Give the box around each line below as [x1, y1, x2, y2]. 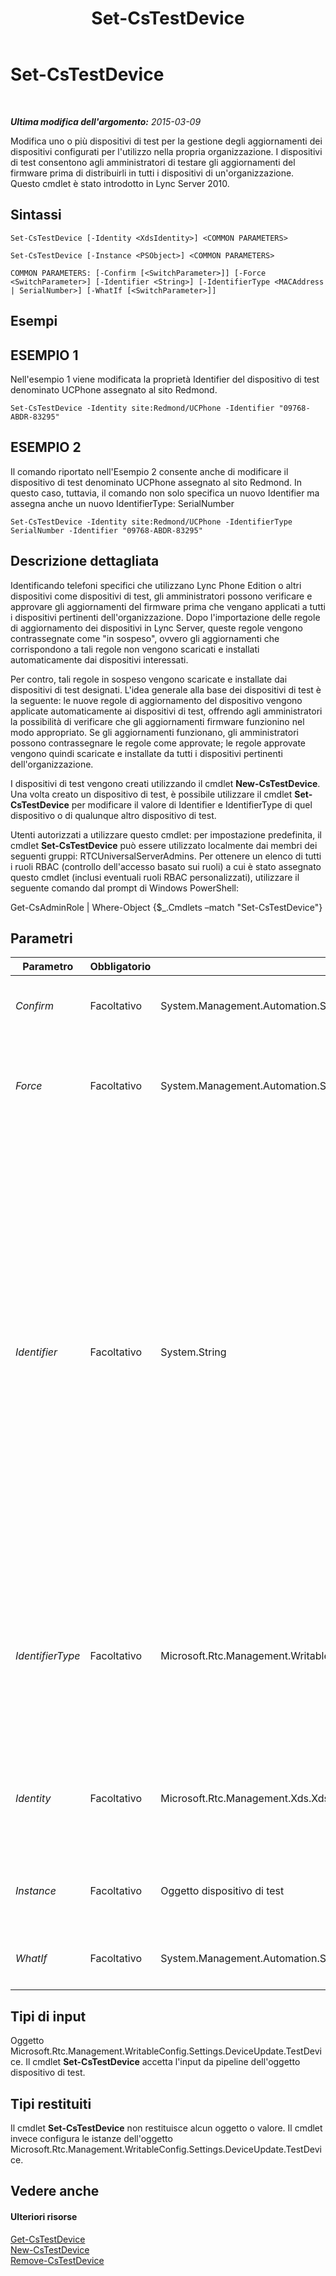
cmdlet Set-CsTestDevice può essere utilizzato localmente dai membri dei [10, 839, 318, 851]
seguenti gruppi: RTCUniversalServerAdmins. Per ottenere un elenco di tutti [10, 850, 322, 862]
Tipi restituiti [10, 2095, 92, 2112]
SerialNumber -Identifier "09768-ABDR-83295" [10, 525, 203, 536]
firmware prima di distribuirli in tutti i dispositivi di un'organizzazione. [10, 167, 295, 179]
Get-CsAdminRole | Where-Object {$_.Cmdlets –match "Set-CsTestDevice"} [10, 901, 323, 913]
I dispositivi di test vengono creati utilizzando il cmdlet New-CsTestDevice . [10, 777, 321, 789]
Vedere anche [10, 2183, 100, 2200]
